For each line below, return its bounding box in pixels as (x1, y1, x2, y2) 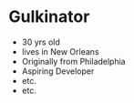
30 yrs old (21, 36, 61, 47)
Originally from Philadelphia (21, 56, 126, 67)
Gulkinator (8, 6, 90, 27)
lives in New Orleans (21, 46, 99, 57)
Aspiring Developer (21, 66, 95, 77)
